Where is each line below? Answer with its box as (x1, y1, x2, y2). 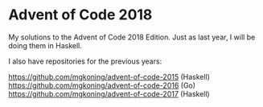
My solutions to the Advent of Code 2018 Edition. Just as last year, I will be (8, 32, 256, 42)
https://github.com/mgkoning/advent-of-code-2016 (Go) (8, 80, 195, 90)
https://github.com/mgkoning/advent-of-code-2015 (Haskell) (8, 72, 211, 81)
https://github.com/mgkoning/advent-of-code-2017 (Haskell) (8, 88, 211, 98)
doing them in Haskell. (8, 40, 82, 50)
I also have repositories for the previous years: (8, 56, 162, 66)
